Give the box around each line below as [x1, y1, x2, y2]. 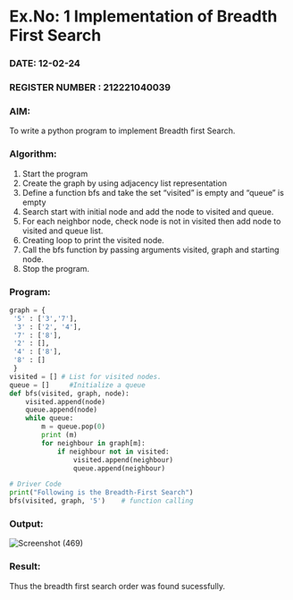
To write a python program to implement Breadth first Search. [9, 125, 236, 136]
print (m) [41, 431, 78, 440]
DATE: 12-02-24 [9, 57, 80, 70]
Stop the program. [21, 263, 90, 274]
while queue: [25, 414, 74, 423]
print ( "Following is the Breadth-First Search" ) [9, 488, 194, 497]
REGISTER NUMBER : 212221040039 [9, 81, 172, 94]
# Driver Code [9, 480, 63, 489]
